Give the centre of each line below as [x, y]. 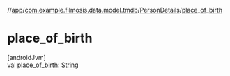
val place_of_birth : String [43, 65]
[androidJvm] [27, 57]
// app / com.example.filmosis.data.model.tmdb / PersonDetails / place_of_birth [115, 10]
